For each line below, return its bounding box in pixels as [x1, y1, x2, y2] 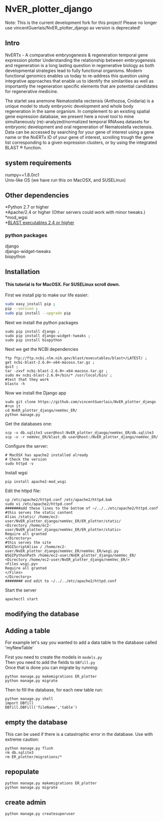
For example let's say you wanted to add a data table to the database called [5, 639, 157, 645]
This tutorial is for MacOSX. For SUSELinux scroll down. [5, 281, 121, 287]
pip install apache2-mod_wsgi [5, 479, 67, 484]
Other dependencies [5, 191, 69, 199]
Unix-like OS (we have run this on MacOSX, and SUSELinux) [5, 177, 126, 183]
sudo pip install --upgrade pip [5, 311, 71, 316]
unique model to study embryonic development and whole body [5, 103, 134, 109]
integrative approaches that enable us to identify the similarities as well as [5, 78, 154, 84]
